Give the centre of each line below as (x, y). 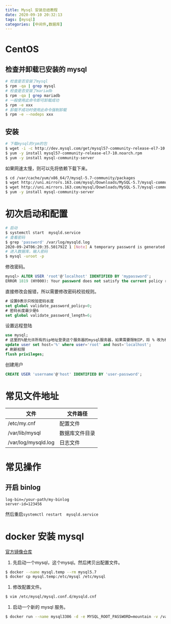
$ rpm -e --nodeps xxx (29, 115)
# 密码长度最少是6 (22, 310)
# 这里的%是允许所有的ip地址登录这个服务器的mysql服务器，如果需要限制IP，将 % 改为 (85, 340)
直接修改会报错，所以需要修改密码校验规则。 (52, 291)
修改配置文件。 (28, 587)
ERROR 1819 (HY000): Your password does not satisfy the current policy (84, 281)
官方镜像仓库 (19, 551)
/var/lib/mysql (24, 433)
